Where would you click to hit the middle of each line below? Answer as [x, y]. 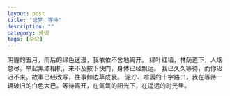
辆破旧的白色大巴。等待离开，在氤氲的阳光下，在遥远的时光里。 [99, 86]
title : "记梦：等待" [34, 20]
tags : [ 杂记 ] [25, 39]
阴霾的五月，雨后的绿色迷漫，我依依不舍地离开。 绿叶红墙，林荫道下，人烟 [115, 60]
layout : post [26, 13]
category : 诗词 [28, 33]
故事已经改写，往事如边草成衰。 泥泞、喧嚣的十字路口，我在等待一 [127, 77]
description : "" [31, 26]
